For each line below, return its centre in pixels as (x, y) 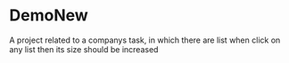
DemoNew (49, 16)
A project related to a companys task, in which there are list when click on (145, 40)
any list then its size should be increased (84, 49)
